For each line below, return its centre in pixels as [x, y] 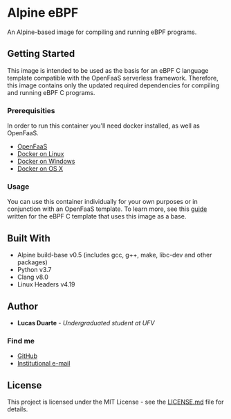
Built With [29, 238]
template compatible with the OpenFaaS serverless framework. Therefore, [113, 78]
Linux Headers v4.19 [46, 284]
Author [22, 306]
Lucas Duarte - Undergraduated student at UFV [86, 323]
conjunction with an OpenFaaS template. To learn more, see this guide [107, 209]
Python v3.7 [34, 270]
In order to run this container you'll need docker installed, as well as [104, 126]
